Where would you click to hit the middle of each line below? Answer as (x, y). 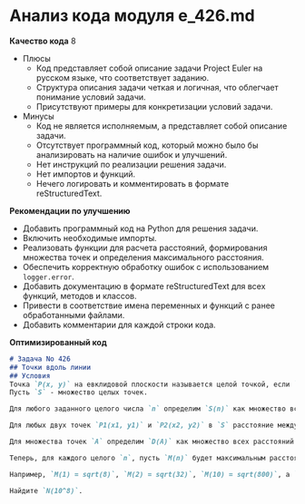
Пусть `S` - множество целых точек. (79, 393)
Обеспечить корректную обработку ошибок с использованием (146, 267)
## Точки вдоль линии (50, 367)
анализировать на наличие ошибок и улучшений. (132, 154)
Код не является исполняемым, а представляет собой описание (162, 126)
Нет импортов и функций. (86, 174)
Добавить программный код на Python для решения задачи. (140, 228)
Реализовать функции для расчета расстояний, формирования (145, 247)
